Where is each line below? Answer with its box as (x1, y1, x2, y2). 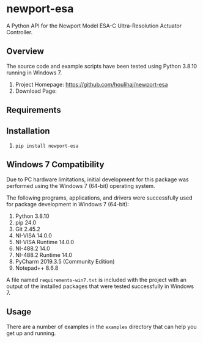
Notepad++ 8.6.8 (15, 264, 59, 272)
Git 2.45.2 (15, 225, 41, 233)
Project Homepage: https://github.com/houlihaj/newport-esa (15, 81, 168, 88)
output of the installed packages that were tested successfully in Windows (6, 283, 194, 290)
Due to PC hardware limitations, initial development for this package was (6, 176, 189, 183)
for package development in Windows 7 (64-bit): (6, 200, 130, 208)
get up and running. (6, 329, 56, 337)
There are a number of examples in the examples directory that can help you (6, 323, 197, 330)
